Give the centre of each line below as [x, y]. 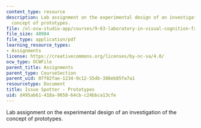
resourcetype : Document [36, 84]
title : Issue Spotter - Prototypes [51, 90]
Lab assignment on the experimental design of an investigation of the [92, 112]
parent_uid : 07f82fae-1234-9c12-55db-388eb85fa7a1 [71, 78]
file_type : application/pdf [41, 39]
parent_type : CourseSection [41, 73]
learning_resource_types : [38, 45]
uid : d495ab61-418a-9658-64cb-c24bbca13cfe [61, 95]
